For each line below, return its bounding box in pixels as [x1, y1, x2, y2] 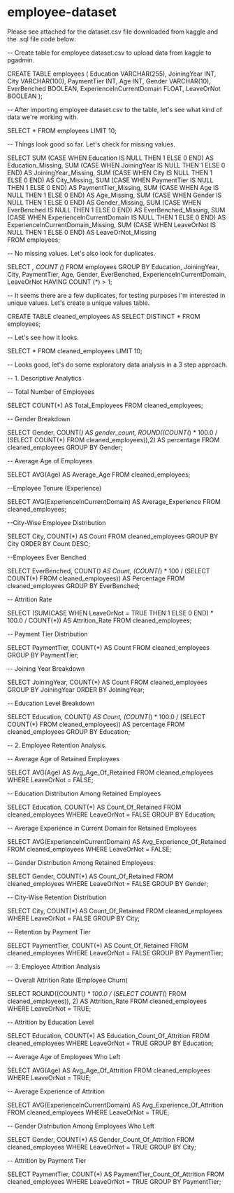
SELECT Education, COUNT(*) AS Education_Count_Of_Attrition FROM [7, 1031, 210, 1039]
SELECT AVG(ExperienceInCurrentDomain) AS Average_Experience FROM [7, 497, 221, 505]
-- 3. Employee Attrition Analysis [7, 962, 101, 971]
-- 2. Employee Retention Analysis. [7, 741, 107, 749]
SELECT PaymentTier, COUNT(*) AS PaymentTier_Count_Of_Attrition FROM [7, 1170, 225, 1178]
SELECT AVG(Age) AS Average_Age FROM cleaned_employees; [7, 470, 191, 479]
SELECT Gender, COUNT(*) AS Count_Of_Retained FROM [7, 872, 174, 880]
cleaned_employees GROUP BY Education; [7, 727, 131, 736]
